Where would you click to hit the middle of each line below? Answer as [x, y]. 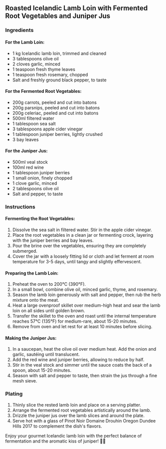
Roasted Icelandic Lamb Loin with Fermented [77, 8]
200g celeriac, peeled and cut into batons [55, 113]
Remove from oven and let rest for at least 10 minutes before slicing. [82, 327]
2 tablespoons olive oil [35, 188]
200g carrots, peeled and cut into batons [55, 102]
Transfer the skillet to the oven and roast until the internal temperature [84, 316]
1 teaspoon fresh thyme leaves [44, 69]
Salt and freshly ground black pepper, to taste [59, 80]
